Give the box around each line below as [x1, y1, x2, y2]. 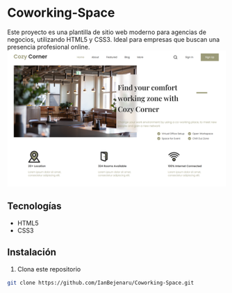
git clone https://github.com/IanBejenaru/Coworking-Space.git [7, 279, 194, 286]
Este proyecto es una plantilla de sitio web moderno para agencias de [7, 28, 207, 36]
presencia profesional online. [7, 42, 90, 51]
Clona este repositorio [17, 264, 81, 273]
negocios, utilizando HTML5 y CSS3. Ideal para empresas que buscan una [7, 35, 220, 43]
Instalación [7, 246, 57, 258]
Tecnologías [7, 200, 62, 212]
